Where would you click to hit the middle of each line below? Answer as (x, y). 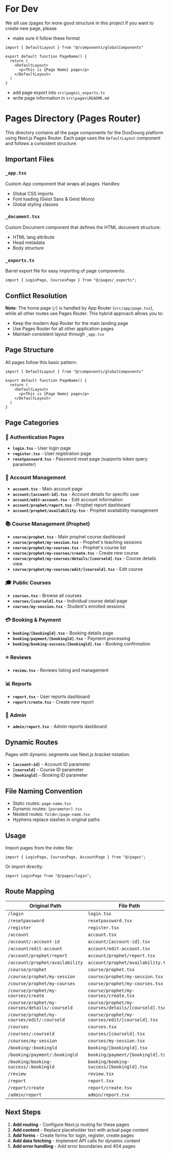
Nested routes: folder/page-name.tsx (51, 814)
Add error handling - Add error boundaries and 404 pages (74, 1146)
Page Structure (30, 350)
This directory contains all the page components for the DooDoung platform (84, 132)
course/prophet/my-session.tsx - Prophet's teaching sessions (77, 542)
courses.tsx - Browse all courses (47, 596)
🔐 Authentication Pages (35, 437)
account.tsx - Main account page (47, 489)
